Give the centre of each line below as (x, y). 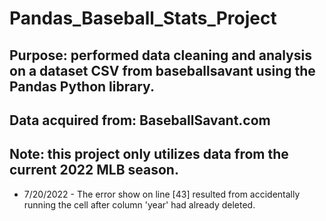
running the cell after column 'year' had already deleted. (139, 204)
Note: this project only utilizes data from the (149, 154)
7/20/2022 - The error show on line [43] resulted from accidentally (162, 194)
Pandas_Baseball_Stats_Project (143, 18)
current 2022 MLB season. (94, 170)
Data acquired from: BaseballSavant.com (140, 120)
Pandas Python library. (82, 86)
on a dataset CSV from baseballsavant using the (162, 70)
